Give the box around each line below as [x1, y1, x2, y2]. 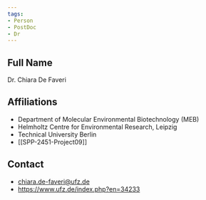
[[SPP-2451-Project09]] [17, 137, 88, 146]
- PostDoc [7, 23, 37, 31]
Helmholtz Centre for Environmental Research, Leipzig [17, 122, 177, 131]
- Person [7, 17, 34, 24]
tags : [7, 10, 24, 18]
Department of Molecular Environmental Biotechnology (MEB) [17, 115, 200, 123]
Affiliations [7, 96, 58, 108]
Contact [7, 158, 44, 171]
